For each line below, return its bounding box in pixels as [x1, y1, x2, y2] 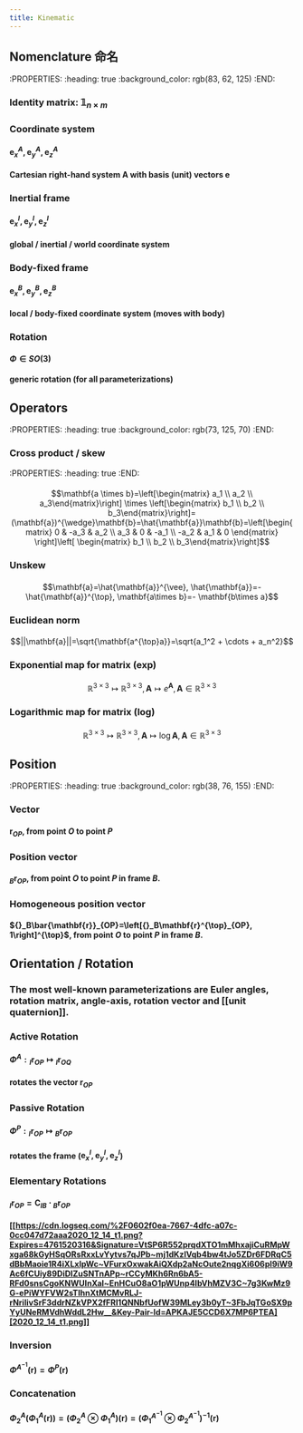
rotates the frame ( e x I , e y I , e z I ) [9, 1148, 124, 1163]
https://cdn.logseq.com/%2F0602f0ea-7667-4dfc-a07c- [14, 1220, 238, 1231]
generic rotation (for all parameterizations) [9, 373, 174, 385]
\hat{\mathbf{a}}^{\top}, [25, 591, 116, 602]
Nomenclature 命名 [9, 49, 119, 64]
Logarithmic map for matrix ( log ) [9, 706, 156, 719]
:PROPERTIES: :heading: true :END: [9, 468, 140, 479]
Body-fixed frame [9, 261, 89, 274]
